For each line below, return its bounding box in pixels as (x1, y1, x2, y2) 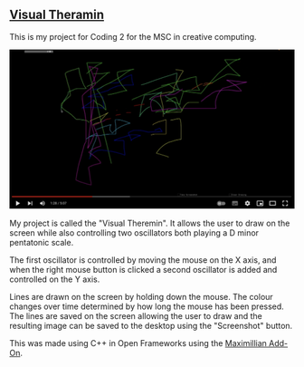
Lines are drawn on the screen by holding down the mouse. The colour (9, 291, 273, 302)
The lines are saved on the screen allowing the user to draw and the (9, 310, 262, 321)
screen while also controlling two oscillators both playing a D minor (9, 227, 260, 238)
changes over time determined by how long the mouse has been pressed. (9, 301, 285, 312)
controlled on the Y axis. (9, 274, 100, 285)
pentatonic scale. (9, 237, 74, 247)
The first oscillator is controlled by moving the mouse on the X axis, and (9, 254, 277, 266)
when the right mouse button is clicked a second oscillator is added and (9, 264, 278, 275)
